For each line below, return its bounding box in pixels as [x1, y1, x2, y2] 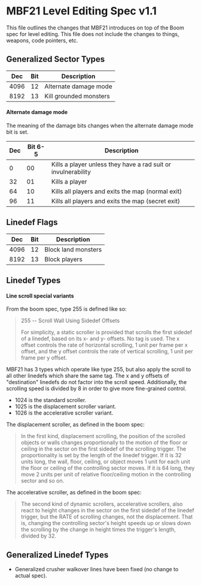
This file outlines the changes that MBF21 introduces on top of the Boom [6, 24, 184, 31]
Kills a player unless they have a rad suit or [51, 160, 172, 169]
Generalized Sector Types [6, 54, 105, 64]
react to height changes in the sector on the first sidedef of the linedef [20, 507, 194, 514]
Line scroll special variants [6, 292, 74, 299]
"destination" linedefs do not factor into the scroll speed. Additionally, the [6, 379, 187, 386]
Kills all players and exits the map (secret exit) [51, 197, 181, 205]
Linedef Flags [6, 217, 58, 227]
